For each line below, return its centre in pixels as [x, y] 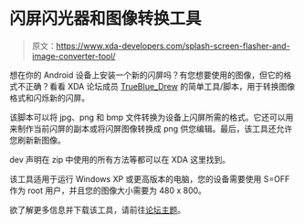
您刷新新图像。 [37, 140]
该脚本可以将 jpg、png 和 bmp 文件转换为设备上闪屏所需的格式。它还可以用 [152, 117]
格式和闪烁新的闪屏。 [49, 98]
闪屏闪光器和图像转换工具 [106, 19]
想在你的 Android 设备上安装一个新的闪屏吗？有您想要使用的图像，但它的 [147, 75]
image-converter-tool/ [73, 56]
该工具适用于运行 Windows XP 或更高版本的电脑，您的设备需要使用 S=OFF [150, 178]
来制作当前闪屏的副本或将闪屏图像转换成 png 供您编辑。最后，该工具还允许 [151, 128]
